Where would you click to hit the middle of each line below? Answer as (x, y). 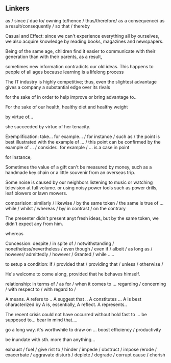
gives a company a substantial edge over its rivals (58, 87)
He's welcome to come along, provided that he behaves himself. (73, 274)
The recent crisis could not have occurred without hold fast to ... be (76, 314)
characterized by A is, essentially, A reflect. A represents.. (66, 304)
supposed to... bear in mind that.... (41, 320)
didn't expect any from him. (34, 224)
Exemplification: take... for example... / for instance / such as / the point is (83, 136)
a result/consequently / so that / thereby (48, 26)
